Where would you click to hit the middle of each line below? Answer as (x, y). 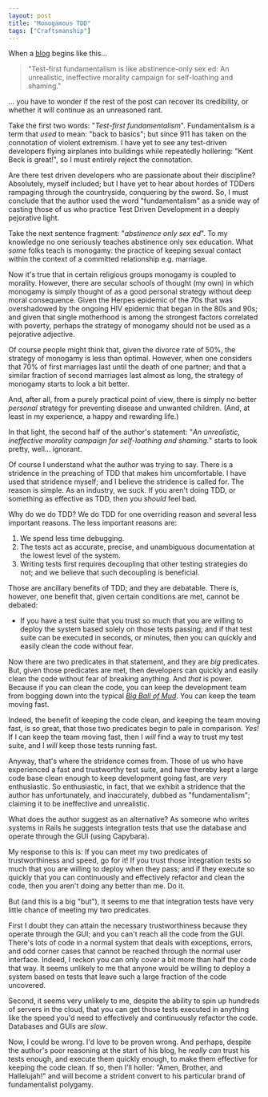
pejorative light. (34, 218)
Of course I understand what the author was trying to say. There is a (121, 465)
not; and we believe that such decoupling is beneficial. (110, 573)
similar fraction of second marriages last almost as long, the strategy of (126, 376)
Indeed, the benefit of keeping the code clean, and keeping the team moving (134, 720)
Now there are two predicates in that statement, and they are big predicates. (134, 662)
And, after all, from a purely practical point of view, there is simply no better (133, 400)
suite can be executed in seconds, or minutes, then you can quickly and (138, 638)
